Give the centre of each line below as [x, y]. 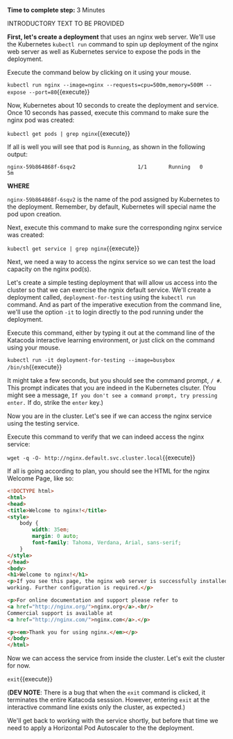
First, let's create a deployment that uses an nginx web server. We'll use [112, 37]
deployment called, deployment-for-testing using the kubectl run [102, 297]
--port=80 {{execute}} [59, 92]
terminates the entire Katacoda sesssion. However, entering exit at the [109, 700]
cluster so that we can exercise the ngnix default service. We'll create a [109, 290]
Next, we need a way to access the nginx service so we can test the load [112, 262]
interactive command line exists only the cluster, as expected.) [96, 707]
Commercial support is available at [60, 613]
